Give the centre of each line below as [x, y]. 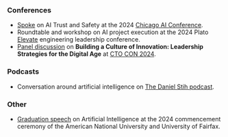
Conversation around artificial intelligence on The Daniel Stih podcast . [115, 87]
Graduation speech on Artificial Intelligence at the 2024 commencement [119, 119]
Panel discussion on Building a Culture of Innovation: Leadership [110, 47]
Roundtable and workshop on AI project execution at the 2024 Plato [113, 32]
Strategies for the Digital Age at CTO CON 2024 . [86, 54]
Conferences [29, 10]
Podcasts [23, 72]
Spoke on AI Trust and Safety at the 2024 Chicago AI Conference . [110, 25]
